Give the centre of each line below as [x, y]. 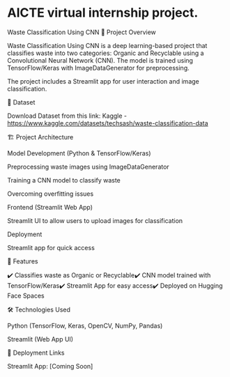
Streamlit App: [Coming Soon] [50, 366]
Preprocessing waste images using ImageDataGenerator [88, 167]
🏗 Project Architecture [40, 137]
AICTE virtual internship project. [103, 13]
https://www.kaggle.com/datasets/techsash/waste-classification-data [108, 123]
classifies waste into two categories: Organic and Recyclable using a [106, 53]
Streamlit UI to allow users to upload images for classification [95, 220]
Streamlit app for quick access [51, 247]
